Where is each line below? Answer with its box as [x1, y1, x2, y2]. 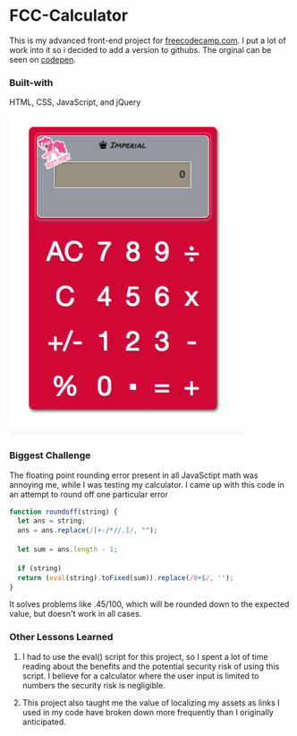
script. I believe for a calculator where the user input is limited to [21, 670, 259, 681]
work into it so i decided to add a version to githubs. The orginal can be [9, 44, 272, 55]
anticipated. [21, 716, 67, 727]
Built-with [9, 76, 54, 89]
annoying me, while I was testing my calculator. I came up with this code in [9, 479, 284, 489]
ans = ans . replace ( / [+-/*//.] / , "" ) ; [17, 526, 158, 535]
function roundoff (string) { [9, 507, 118, 516]
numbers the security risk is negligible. [21, 680, 165, 690]
